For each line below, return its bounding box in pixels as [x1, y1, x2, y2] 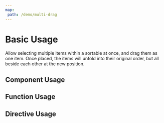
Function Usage [5, 92, 56, 101]
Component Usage [5, 75, 65, 84]
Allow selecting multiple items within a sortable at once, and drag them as [5, 50, 158, 56]
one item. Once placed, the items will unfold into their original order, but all [5, 56, 159, 62]
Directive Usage [5, 109, 56, 118]
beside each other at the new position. [5, 61, 85, 67]
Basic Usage [5, 34, 58, 45]
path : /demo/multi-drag [7, 12, 57, 17]
